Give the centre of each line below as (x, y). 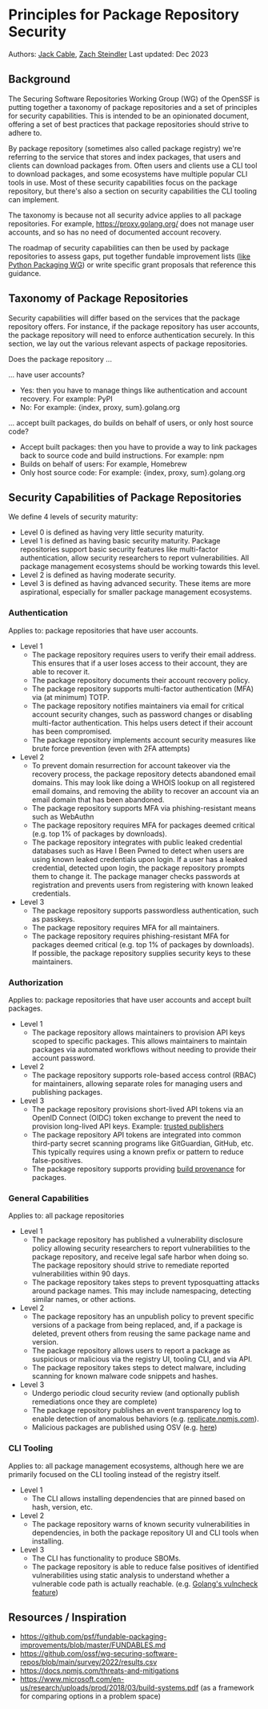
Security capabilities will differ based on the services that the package (124, 318)
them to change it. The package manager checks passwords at (136, 876)
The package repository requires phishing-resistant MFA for (130, 936)
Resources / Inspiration (67, 1617)
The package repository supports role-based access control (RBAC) (144, 1075)
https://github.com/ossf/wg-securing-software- (99, 1654)
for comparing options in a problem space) (90, 1696)
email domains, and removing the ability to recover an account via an (145, 791)
